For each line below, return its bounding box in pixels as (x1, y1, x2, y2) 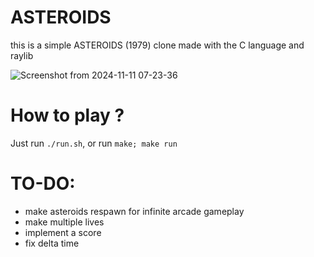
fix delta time (24, 237, 80, 249)
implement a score (24, 226, 102, 238)
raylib (10, 49, 34, 61)
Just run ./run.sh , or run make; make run (10, 137, 178, 149)
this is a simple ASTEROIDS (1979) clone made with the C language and (10, 39, 305, 51)
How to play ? (10, 104, 125, 127)
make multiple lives (24, 216, 105, 228)
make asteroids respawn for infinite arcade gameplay (24, 205, 245, 217)
